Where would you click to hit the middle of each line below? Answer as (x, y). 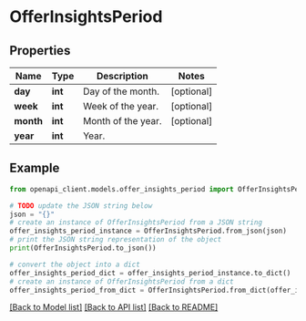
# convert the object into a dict (75, 264)
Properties (40, 51)
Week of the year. (121, 106)
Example (35, 168)
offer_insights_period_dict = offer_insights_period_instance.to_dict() (150, 273)
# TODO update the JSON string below (81, 206)
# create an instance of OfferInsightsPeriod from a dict (122, 281)
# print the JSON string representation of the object (116, 240)
